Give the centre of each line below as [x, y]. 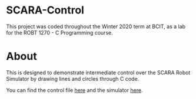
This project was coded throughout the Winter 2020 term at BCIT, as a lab [96, 26]
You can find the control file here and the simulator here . [74, 90]
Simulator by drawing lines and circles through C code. [73, 78]
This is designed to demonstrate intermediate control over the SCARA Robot [98, 72]
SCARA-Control [45, 10]
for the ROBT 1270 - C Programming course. [59, 32]
